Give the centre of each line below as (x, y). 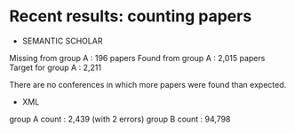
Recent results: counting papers (131, 16)
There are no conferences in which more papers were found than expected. (148, 84)
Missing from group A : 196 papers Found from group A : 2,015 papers (137, 58)
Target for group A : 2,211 (56, 67)
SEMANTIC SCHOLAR (62, 41)
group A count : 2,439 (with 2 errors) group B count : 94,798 (120, 119)
